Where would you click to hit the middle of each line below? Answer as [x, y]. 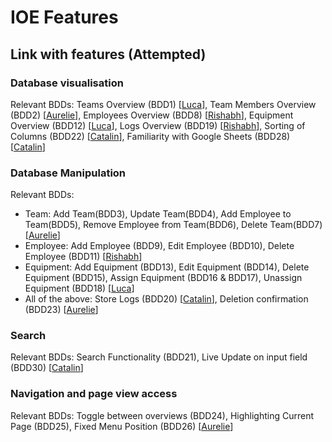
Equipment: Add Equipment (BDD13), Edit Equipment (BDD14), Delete [167, 267]
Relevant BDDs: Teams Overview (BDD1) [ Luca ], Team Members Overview [163, 104]
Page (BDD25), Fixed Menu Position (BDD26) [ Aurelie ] [122, 426]
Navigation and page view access [94, 394]
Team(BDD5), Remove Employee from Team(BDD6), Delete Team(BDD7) [173, 225]
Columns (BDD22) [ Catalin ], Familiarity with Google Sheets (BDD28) [150, 136]
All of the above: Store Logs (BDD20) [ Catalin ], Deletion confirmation [166, 299]
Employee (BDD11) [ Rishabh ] [83, 257]
